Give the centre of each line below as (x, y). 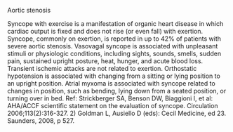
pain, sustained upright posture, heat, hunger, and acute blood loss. (105, 61)
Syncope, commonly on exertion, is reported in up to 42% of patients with (114, 39)
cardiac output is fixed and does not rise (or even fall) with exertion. (105, 31)
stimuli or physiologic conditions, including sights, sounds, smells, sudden (114, 53)
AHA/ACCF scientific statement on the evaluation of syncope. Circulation (113, 106)
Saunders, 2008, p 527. (41, 121)
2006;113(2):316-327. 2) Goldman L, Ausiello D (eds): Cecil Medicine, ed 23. (117, 113)
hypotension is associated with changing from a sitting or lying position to (114, 76)
